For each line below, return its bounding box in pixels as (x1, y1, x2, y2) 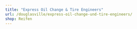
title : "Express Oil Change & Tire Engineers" (5, 7, 104, 12)
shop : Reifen (5, 16, 32, 21)
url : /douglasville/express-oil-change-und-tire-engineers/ (5, 12, 133, 17)
